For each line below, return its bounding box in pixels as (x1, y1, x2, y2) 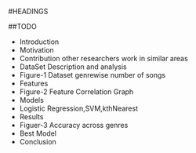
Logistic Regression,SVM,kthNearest (19, 104, 139, 113)
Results (19, 112, 44, 121)
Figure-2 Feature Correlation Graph (19, 87, 134, 97)
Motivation (19, 46, 55, 54)
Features (19, 78, 49, 88)
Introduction (19, 37, 60, 46)
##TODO (8, 22, 37, 31)
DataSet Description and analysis (19, 62, 127, 71)
